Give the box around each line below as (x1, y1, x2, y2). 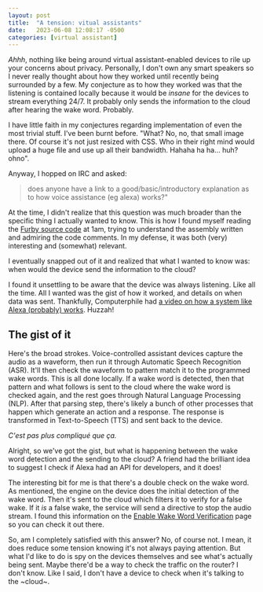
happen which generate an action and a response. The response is (8, 407, 225, 417)
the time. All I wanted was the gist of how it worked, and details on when (8, 289, 243, 298)
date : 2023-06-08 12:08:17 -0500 (8, 26, 125, 34)
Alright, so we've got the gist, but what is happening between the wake (8, 446, 238, 456)
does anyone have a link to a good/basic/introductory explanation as (27, 184, 250, 193)
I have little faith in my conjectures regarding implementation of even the (8, 120, 243, 130)
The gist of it (8, 328, 71, 341)
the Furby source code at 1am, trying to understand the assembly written (8, 225, 243, 234)
